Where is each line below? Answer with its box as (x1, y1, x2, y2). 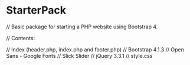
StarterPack (6, 4, 67, 17)
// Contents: (6, 34, 35, 41)
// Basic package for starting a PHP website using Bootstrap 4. (6, 23, 158, 30)
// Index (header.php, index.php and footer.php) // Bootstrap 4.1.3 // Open (6, 45, 184, 53)
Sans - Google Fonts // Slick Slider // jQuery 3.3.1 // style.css (6, 52, 153, 59)
